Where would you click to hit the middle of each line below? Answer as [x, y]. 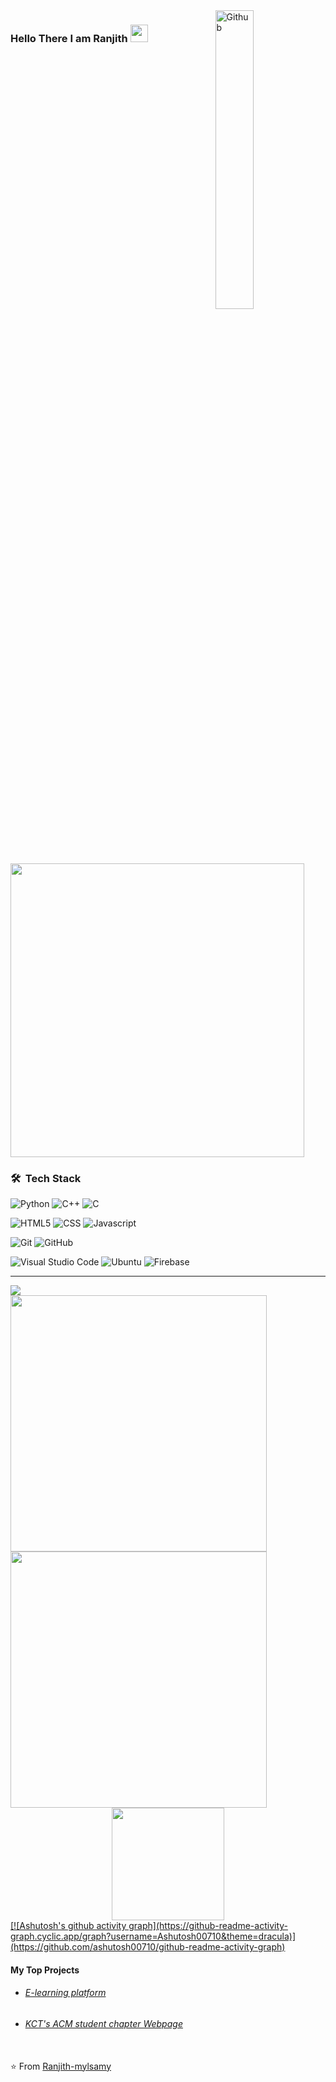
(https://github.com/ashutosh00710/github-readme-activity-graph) [148, 1947]
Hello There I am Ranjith [69, 38]
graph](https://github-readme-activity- [208, 1926]
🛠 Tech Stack [46, 1178]
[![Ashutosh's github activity [68, 1926]
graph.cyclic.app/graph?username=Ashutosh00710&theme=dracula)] [153, 1936]
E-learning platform [65, 1993]
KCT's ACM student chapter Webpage [103, 2024]
